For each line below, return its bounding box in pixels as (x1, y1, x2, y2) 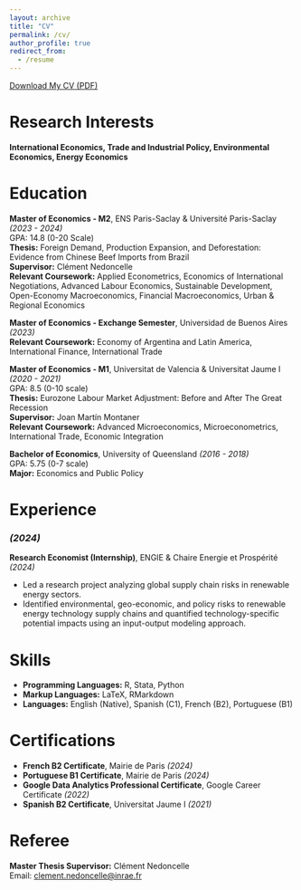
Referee (9, 830, 71, 851)
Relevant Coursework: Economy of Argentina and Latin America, (9, 336, 253, 347)
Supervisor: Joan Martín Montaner (9, 411, 140, 422)
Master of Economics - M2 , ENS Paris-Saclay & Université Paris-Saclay (9, 213, 277, 224)
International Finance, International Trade (9, 346, 163, 357)
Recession (9, 402, 48, 413)
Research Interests (9, 112, 155, 132)
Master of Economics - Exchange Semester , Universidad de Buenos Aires (9, 317, 288, 328)
